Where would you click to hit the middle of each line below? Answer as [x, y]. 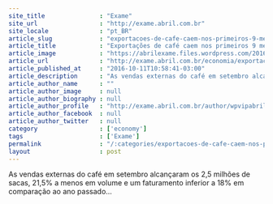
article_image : [56, 53]
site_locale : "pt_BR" [70, 31]
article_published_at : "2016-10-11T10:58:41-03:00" [107, 69]
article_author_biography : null [65, 99]
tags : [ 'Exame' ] [74, 136]
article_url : [56, 62]
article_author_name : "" [61, 83]
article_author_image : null [65, 91]
